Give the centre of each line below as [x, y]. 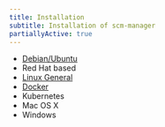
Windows [39, 115]
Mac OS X [40, 106]
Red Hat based [49, 68]
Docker [35, 87]
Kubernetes [43, 96]
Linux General [47, 78]
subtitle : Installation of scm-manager [82, 26]
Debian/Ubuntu [49, 59]
